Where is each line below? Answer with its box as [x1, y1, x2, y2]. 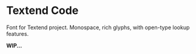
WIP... [6, 42, 22, 49]
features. [6, 30, 29, 37]
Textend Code [6, 4, 79, 18]
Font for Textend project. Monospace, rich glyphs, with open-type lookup [6, 24, 190, 31]
